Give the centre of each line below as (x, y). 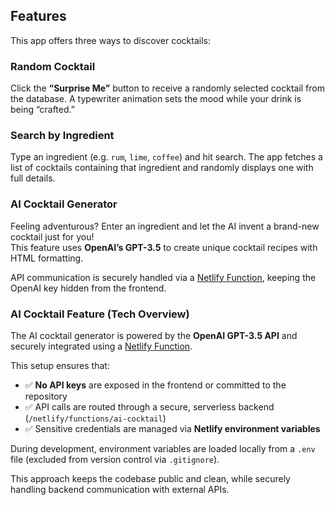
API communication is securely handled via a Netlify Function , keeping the (163, 277)
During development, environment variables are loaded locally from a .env (163, 448)
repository (46, 396)
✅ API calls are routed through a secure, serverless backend (149, 407)
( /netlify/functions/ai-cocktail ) (95, 418)
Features (38, 16)
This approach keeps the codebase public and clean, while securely (150, 478)
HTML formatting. (47, 258)
